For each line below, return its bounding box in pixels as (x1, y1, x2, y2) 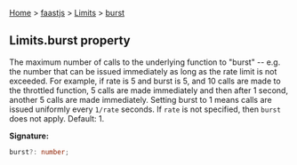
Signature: (9, 130, 49, 141)
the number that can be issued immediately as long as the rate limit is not (9, 66, 277, 76)
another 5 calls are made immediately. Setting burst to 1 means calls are (9, 94, 273, 105)
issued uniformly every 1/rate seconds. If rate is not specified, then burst (9, 104, 282, 114)
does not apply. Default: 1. (9, 113, 105, 123)
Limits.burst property (9, 33, 131, 48)
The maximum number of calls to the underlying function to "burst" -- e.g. (9, 57, 281, 67)
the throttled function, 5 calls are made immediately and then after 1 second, (9, 84, 289, 96)
